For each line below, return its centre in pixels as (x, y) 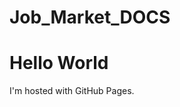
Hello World (59, 63)
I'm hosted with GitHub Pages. (72, 91)
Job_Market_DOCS (90, 17)
